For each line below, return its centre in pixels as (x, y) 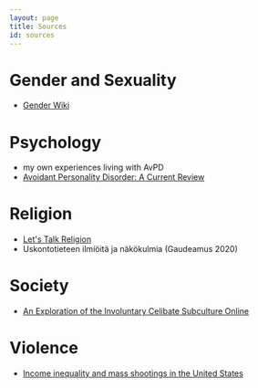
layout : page (34, 18)
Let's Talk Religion (57, 239)
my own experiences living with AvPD (93, 168)
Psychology (56, 142)
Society (39, 286)
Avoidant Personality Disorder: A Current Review (114, 177)
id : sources (32, 35)
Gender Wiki (46, 105)
